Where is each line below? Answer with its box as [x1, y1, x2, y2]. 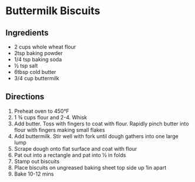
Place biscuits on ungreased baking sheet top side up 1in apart [14, 164, 167, 171]
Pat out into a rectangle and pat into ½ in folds [14, 151, 126, 158]
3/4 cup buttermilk [14, 75, 60, 82]
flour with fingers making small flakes [14, 126, 105, 134]
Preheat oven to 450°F [14, 108, 70, 115]
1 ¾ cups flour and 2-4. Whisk [14, 113, 88, 121]
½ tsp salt [14, 62, 38, 69]
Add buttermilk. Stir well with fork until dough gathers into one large [14, 132, 179, 139]
